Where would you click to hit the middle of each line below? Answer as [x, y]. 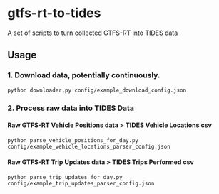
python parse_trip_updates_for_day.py [65, 177]
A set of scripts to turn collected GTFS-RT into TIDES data [93, 33]
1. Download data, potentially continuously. [84, 75]
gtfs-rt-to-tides [54, 13]
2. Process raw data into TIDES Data [71, 108]
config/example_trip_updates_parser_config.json [81, 183]
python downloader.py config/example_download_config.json [97, 90]
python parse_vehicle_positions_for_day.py [73, 140]
